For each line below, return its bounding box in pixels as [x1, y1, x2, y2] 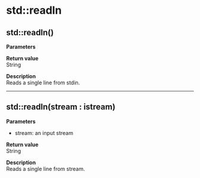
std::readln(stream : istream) [6, 102, 116, 112]
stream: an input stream [14, 129, 73, 136]
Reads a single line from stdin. [6, 79, 80, 86]
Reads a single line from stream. [6, 165, 85, 172]
